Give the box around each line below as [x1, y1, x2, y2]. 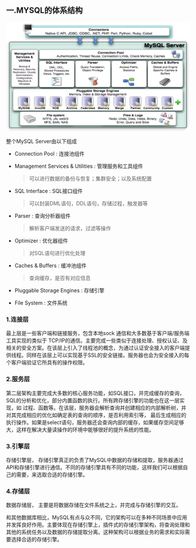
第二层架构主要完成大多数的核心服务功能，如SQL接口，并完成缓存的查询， [6, 390, 185, 397]
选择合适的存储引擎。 [10, 536, 62, 543]
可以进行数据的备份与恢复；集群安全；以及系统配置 [29, 175, 152, 182]
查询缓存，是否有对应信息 [29, 274, 91, 282]
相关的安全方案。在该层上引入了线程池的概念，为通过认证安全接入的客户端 [6, 344, 185, 351]
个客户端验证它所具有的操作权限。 [6, 359, 88, 366]
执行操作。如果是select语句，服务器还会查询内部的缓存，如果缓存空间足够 [6, 419, 184, 426]
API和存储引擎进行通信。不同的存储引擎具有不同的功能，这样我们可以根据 [6, 464, 183, 471]
